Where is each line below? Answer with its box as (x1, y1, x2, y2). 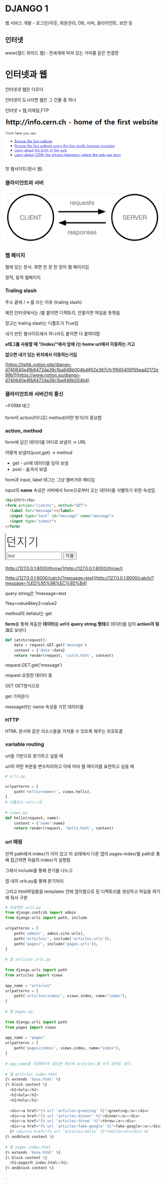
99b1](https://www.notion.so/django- (5, 372, 81, 378)
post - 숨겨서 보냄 (12, 466, 47, 472)
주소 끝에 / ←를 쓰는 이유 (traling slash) (5, 299, 82, 305)
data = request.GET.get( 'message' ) (14, 643, 87, 648)
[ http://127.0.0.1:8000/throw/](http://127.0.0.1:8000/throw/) (5, 565, 123, 571)
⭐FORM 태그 (5, 403, 31, 409)
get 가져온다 (5, 693, 29, 699)
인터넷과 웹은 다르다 (5, 86, 43, 92)
